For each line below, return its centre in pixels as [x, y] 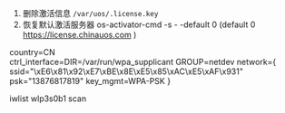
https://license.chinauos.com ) [79, 35]
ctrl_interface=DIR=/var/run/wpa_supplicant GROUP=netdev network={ [143, 62]
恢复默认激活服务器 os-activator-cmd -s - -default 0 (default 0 [139, 24]
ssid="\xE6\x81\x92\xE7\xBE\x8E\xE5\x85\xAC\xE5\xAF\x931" [126, 71]
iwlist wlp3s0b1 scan [48, 99]
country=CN [33, 52]
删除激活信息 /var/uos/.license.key [90, 13]
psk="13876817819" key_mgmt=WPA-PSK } [90, 81]
